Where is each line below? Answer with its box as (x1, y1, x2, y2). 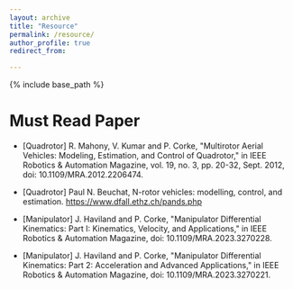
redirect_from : (9, 47, 67, 56)
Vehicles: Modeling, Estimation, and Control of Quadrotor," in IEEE (22, 150, 267, 161)
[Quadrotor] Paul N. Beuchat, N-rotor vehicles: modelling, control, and (22, 186, 283, 198)
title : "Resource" (9, 22, 78, 31)
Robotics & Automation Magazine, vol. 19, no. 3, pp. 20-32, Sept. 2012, (22, 159, 286, 171)
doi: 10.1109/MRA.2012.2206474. (22, 169, 144, 180)
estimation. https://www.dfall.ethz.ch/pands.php (22, 196, 203, 207)
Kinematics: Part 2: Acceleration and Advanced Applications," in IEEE (22, 260, 279, 271)
